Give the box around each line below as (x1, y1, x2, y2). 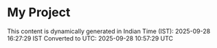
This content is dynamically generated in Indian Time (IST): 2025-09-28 (7, 27, 211, 35)
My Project (7, 5, 71, 20)
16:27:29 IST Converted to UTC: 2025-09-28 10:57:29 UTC (7, 34, 174, 42)
